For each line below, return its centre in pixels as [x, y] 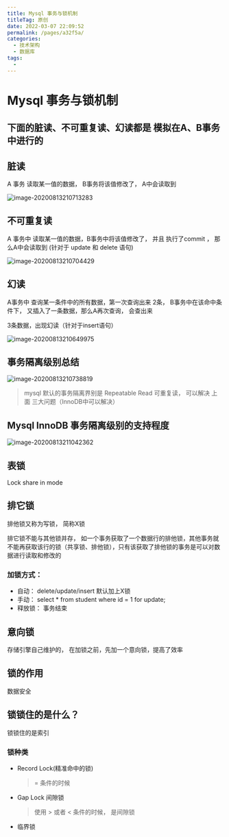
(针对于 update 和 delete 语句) [91, 247]
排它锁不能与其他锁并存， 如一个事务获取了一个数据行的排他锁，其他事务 [110, 538]
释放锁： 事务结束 [42, 608]
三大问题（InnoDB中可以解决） [75, 402]
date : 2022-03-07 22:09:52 [46, 26]
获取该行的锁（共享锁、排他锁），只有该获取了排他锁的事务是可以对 [120, 546]
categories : [24, 39]
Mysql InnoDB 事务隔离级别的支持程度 [88, 425]
